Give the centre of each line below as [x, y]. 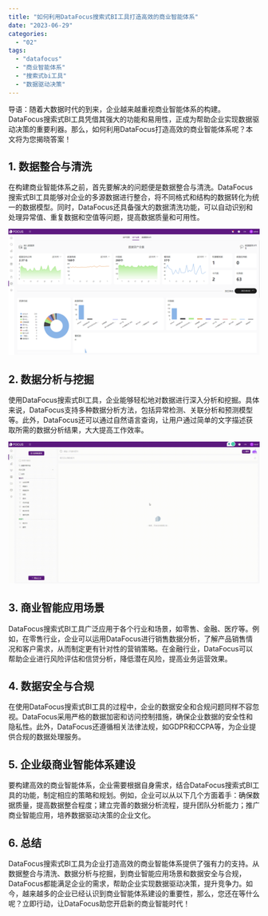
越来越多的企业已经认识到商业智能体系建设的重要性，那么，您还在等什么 [141, 894]
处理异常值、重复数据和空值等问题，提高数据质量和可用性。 [106, 217]
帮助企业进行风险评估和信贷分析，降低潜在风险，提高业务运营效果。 [120, 659]
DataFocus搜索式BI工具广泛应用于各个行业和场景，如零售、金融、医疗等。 [130, 628]
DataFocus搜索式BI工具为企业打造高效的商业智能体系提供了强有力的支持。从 [134, 864]
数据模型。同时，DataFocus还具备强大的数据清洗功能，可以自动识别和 [138, 207]
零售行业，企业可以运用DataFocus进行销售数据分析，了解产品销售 [138, 639]
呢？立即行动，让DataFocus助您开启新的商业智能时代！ [99, 904]
